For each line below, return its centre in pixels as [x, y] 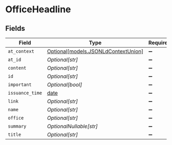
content [17, 68]
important [20, 85]
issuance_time [25, 93]
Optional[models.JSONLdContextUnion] [95, 51]
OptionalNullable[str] [72, 126]
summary [17, 126]
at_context [21, 51]
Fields [15, 28]
